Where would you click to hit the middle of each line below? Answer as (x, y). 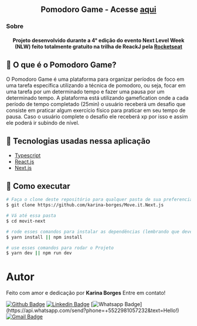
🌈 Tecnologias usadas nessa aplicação (78, 141)
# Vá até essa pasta (31, 216)
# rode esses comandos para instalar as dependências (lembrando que (93, 232)
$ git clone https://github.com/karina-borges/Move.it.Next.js (85, 205)
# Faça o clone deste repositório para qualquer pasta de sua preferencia (99, 200)
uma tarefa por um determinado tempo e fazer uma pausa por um (85, 91)
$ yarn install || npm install (44, 237)
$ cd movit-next (26, 221)
